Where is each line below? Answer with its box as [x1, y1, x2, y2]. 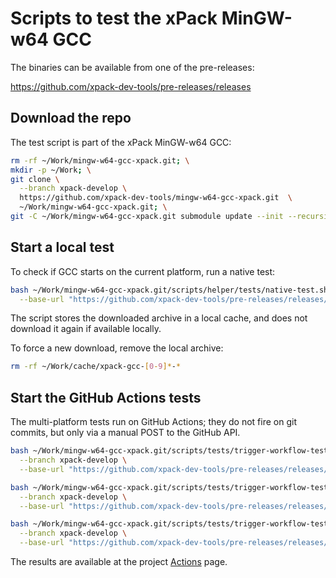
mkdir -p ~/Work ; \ [10, 165, 92, 175]
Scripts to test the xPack [10, 7, 218, 30]
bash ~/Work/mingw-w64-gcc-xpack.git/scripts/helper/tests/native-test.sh [10, 285, 329, 295]
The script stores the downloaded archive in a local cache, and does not [10, 312, 308, 324]
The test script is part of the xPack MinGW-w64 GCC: [10, 136, 232, 148]
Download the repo [10, 110, 132, 127]
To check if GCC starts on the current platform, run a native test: [10, 265, 276, 277]
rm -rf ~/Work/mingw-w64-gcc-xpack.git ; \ [10, 155, 190, 166]
